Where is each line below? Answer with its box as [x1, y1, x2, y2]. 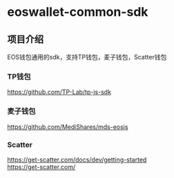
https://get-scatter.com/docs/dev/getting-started [7, 155, 147, 164]
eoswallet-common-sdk [7, 4, 148, 20]
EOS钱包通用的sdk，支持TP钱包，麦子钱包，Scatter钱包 [7, 53, 167, 61]
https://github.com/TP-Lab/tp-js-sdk [7, 88, 112, 97]
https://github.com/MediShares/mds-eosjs [7, 122, 128, 131]
